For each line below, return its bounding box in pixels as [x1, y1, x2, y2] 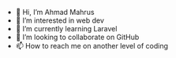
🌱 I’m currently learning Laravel [15, 24, 118, 33]
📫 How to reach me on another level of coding [15, 42, 168, 50]
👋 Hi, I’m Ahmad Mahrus [15, 8, 95, 16]
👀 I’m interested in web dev [15, 16, 105, 25]
